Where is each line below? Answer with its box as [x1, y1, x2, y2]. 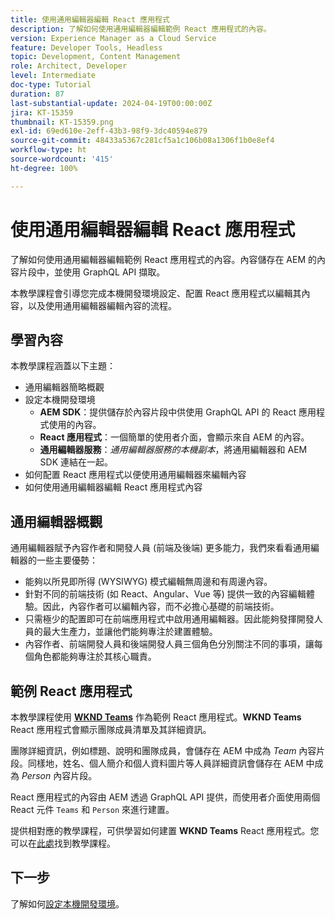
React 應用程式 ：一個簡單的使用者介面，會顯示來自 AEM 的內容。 [39, 431, 310, 443]
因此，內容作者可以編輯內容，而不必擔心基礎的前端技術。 [42, 601, 280, 613]
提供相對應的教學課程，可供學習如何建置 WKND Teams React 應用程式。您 [10, 825, 320, 836]
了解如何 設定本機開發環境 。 [10, 897, 125, 910]
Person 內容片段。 [21, 770, 98, 781]
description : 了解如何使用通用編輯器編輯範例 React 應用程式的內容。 [10, 24, 272, 34]
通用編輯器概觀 [10, 513, 103, 530]
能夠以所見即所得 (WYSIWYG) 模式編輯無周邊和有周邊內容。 [24, 576, 273, 588]
